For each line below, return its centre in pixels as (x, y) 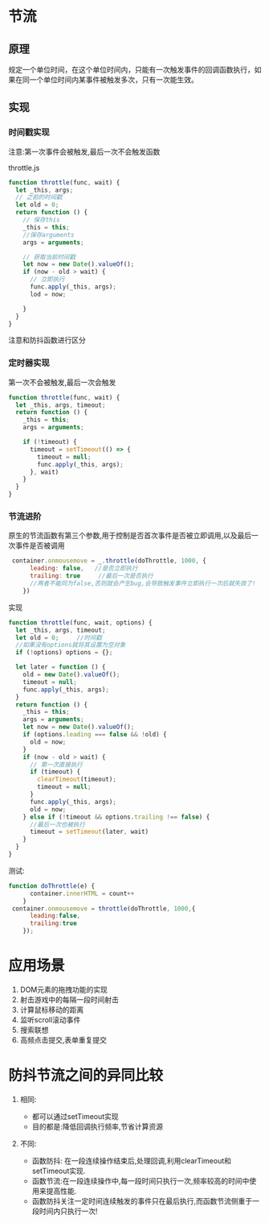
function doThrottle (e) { (51, 886)
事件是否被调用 (40, 545)
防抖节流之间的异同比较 (86, 1076)
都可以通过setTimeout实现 (75, 1116)
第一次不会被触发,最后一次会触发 (62, 382)
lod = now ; (48, 294)
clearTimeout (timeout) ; (77, 779)
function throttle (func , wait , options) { (80, 622)
